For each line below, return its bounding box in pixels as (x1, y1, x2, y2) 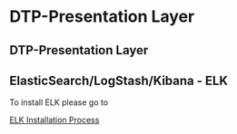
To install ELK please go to (9, 97, 109, 108)
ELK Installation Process (9, 115, 100, 126)
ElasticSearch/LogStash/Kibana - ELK (9, 72, 229, 88)
